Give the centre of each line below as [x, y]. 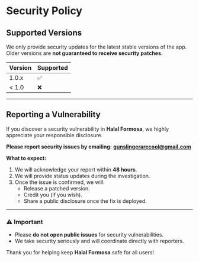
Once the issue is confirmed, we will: [60, 182]
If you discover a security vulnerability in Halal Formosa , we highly [88, 129]
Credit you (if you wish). [53, 195]
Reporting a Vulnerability [53, 114]
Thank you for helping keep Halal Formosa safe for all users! [80, 253]
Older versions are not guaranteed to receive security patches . [84, 53]
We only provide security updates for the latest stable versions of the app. [97, 47]
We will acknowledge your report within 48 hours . [76, 169]
